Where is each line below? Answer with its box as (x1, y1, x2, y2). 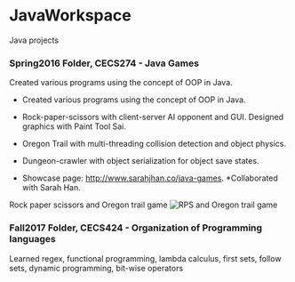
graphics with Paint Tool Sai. (21, 121, 127, 132)
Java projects (9, 35, 60, 45)
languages (9, 233, 56, 246)
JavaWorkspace (9, 5, 132, 26)
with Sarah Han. (21, 182, 82, 193)
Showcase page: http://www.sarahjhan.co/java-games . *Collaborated (21, 173, 278, 183)
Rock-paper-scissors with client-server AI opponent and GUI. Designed (21, 112, 284, 123)
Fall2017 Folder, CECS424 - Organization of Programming (9, 222, 263, 234)
